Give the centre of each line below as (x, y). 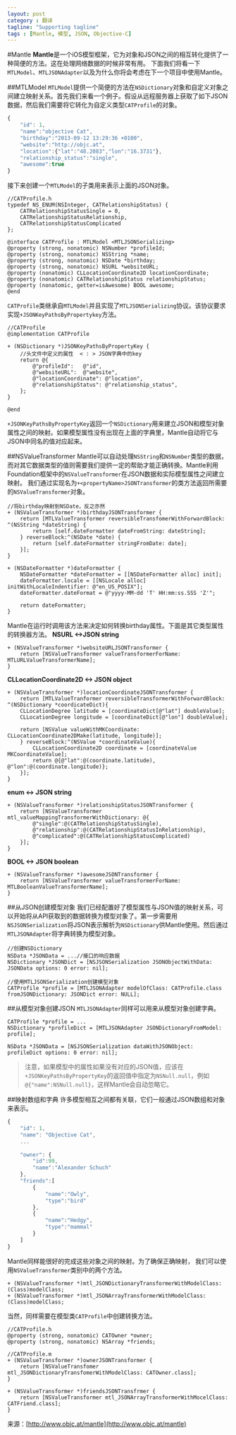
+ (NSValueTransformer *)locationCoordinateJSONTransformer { (100, 693)
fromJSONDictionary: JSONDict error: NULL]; (74, 994)
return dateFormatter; (53, 605)
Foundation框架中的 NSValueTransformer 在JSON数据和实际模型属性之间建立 (116, 474)
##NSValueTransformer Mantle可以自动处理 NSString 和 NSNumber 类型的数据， (117, 456)
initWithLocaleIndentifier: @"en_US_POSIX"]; (75, 587)
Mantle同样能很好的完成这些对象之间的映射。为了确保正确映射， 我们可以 (114, 1261)
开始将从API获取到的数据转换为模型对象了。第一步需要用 (95, 916)
